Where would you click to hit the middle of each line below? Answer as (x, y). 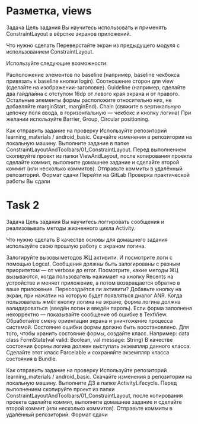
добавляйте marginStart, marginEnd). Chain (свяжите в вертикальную (94, 106)
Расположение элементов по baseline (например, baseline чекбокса (93, 74)
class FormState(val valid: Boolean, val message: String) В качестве (90, 339)
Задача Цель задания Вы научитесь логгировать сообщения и (85, 222)
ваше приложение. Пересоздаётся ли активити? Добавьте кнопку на (94, 289)
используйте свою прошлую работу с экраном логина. (76, 246)
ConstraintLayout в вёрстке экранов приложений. (69, 33)
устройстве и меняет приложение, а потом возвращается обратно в (93, 283)
